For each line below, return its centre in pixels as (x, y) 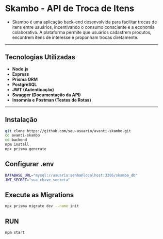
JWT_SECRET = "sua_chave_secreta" (38, 180)
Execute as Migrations (40, 195)
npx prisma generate (26, 149)
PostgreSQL (24, 84)
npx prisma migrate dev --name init (42, 206)
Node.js (20, 69)
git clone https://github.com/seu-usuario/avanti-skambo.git (68, 131)
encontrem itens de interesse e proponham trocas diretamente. (75, 37)
